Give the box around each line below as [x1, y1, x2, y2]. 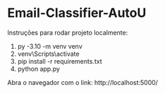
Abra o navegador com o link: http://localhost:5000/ [7, 78, 159, 86]
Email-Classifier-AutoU [7, 5, 147, 21]
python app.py [17, 64, 60, 73]
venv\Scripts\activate [17, 49, 80, 58]
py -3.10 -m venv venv [17, 42, 82, 50]
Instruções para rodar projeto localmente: [7, 28, 128, 37]
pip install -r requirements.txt [17, 57, 102, 65]
